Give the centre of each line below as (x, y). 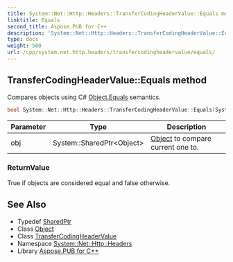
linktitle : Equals (34, 20)
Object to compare (181, 138)
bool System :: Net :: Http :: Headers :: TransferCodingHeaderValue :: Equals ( (111, 110)
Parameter (28, 127)
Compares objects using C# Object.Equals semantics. (84, 97)
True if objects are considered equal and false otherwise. (89, 183)
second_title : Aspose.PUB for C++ (57, 26)
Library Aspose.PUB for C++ (58, 251)
